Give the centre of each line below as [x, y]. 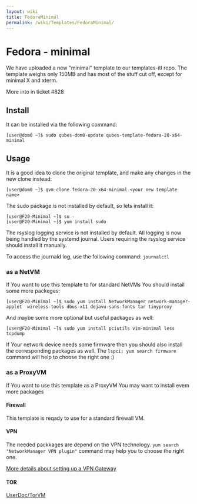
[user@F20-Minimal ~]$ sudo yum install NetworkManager [76, 302]
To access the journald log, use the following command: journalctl [88, 256]
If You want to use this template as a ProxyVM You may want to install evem [98, 385]
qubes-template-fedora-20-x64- [144, 135]
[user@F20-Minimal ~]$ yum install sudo [56, 221]
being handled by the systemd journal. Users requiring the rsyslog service [96, 238]
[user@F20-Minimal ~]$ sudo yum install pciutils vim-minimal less [91, 329]
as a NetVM [23, 271]
